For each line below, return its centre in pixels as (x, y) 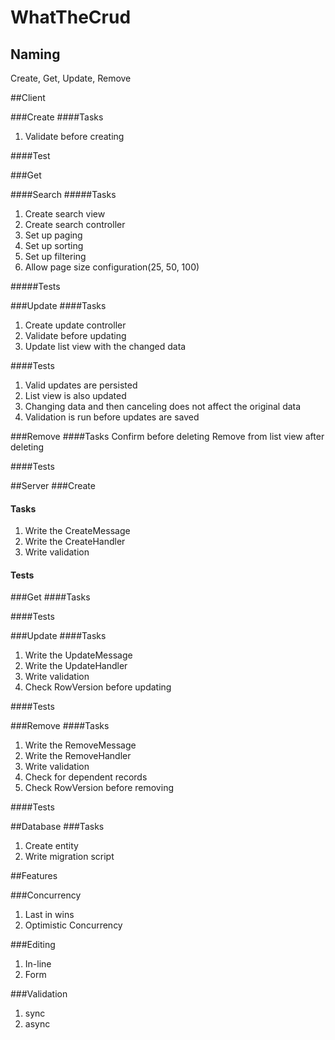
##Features (34, 876)
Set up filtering (55, 256)
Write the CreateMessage (77, 531)
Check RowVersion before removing (99, 788)
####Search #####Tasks (63, 194)
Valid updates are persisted (81, 385)
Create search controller (75, 224)
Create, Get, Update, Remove (71, 78)
